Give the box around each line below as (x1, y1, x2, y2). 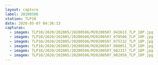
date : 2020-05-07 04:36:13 (5, 21, 61, 26)
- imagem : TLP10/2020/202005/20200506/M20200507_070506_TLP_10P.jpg (9, 35, 154, 40)
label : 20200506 (5, 12, 39, 17)
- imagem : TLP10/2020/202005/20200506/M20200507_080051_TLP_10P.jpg (9, 43, 154, 48)
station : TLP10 (5, 16, 37, 21)
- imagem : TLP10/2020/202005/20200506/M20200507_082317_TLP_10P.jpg (9, 48, 154, 53)
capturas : (5, 25, 26, 30)
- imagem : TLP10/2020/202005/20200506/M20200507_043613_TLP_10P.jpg (9, 30, 154, 35)
